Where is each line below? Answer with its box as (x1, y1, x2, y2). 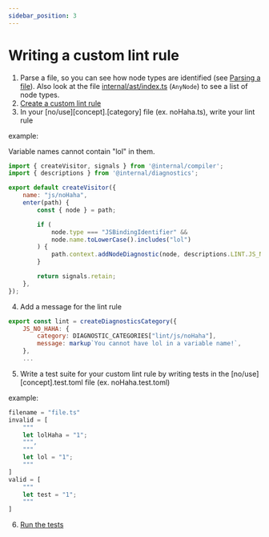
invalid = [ (8, 416, 48, 424)
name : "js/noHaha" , (22, 192, 88, 200)
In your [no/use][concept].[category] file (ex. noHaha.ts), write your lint (19, 107, 255, 116)
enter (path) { (22, 199, 70, 207)
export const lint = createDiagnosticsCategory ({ (8, 317, 178, 325)
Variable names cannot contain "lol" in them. (8, 146, 155, 156)
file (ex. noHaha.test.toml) (84, 378, 171, 387)
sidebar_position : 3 (8, 11, 78, 20)
